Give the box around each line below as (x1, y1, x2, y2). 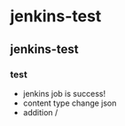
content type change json (22, 98, 117, 108)
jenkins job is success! (22, 88, 105, 98)
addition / (22, 106, 59, 117)
